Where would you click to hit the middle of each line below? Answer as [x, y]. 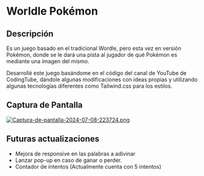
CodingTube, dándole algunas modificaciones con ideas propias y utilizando [102, 79]
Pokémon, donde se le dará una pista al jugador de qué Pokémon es [92, 55]
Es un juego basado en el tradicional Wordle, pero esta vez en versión [94, 48]
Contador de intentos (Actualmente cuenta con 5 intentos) [88, 166]
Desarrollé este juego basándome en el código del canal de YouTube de [97, 73]
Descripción [30, 34]
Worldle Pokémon [52, 11]
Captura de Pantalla [45, 105]
